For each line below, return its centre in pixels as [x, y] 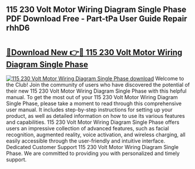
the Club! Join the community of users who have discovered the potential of [98, 85]
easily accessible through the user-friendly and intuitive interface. [86, 141]
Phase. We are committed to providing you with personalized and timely [93, 153]
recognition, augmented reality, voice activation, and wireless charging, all [96, 135]
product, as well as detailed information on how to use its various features [95, 116]
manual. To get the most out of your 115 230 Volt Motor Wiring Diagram [92, 97]
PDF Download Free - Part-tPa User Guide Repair [97, 19]
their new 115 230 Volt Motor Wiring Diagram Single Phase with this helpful [96, 91]
